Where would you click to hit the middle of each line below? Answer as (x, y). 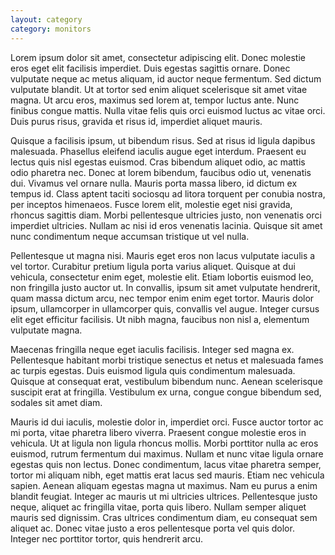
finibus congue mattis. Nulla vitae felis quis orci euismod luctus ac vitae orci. (168, 110)
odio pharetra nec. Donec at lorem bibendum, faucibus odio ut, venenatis (161, 172)
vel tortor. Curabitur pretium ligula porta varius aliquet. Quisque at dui (153, 266)
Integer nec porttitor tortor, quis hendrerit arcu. (107, 538)
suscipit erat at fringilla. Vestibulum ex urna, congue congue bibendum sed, (166, 392)
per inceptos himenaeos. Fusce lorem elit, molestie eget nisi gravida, (151, 204)
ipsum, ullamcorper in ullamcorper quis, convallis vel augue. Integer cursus (165, 308)
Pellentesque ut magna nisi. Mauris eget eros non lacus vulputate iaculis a (163, 255)
